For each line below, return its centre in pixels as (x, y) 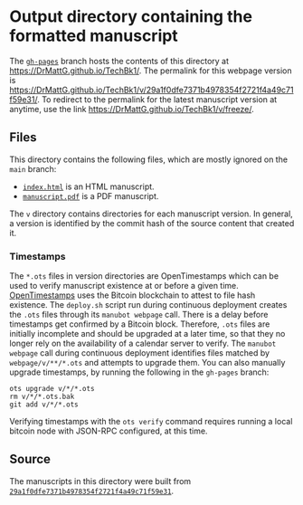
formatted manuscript (94, 36)
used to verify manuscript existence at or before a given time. (124, 286)
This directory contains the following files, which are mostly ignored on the (148, 159)
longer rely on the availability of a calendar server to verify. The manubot (143, 343)
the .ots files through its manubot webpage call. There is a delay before (139, 315)
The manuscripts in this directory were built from (100, 481)
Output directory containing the (131, 17)
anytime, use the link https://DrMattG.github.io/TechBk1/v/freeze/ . (132, 109)
